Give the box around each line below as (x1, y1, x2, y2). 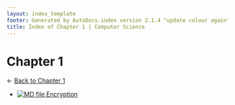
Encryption (46, 90, 78, 99)
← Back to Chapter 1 (6, 76, 66, 85)
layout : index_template (6, 10, 76, 17)
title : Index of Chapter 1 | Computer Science (6, 23, 145, 30)
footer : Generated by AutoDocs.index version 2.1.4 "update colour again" (6, 17, 230, 24)
